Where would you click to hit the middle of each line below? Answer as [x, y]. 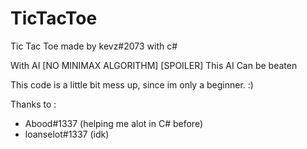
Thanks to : [33, 104]
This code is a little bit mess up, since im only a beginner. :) [132, 84]
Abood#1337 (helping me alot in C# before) [114, 123]
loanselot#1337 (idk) [67, 134]
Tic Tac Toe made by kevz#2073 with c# [94, 46]
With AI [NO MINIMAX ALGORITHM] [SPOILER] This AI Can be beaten [154, 65]
